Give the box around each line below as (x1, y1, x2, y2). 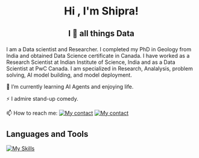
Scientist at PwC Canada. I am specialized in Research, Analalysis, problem (6, 65, 193, 72)
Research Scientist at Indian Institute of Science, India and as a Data (6, 58, 176, 66)
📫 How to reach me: (6, 109, 58, 116)
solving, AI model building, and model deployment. (6, 71, 133, 78)
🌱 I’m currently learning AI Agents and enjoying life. (6, 83, 134, 90)
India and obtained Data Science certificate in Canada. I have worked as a (6, 52, 190, 59)
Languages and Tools (6, 128, 89, 139)
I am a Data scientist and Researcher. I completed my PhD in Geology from (6, 45, 192, 52)
